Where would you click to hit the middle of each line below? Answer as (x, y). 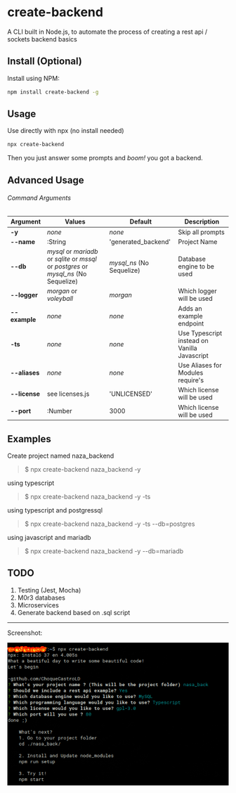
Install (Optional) (45, 62)
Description (202, 221)
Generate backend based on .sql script (74, 612)
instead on (193, 340)
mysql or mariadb (72, 252)
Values (75, 221)
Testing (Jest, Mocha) (49, 590)
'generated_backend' (140, 241)
